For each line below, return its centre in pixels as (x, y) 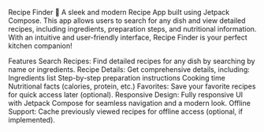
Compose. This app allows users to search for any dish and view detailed (127, 21)
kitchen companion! (40, 46)
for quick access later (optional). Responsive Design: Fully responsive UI (126, 94)
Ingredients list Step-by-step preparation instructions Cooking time (117, 78)
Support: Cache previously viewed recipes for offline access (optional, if (125, 111)
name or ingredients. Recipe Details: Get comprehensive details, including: (129, 70)
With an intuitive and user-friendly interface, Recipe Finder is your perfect (128, 37)
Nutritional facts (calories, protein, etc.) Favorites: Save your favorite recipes (132, 86)
